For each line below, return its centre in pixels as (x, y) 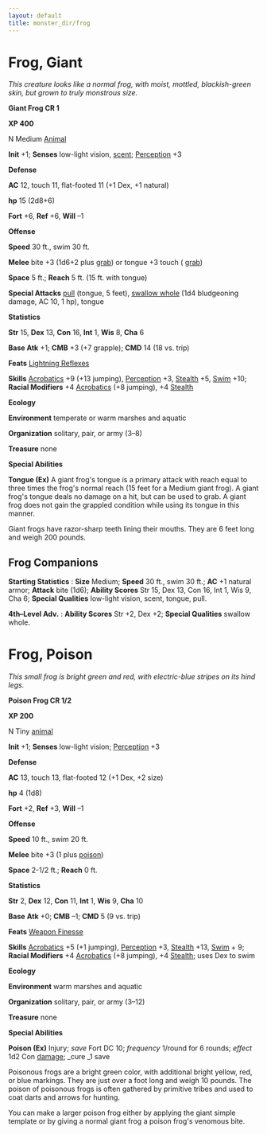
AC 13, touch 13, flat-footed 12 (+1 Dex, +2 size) (86, 777)
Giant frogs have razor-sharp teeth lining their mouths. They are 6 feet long (131, 529)
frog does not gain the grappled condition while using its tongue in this (124, 505)
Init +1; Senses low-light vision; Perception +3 (84, 747)
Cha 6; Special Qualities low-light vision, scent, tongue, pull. (108, 598)
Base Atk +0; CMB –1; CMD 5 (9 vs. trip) (75, 917)
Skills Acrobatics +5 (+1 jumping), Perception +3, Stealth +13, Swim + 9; (126, 947)
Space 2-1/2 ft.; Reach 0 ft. (53, 870)
